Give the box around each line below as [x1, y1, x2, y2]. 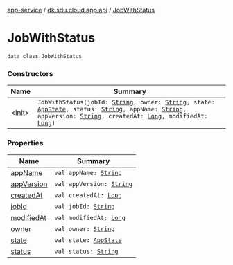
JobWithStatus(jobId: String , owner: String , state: [37, 98, 215, 107]
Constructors [7, 68, 53, 78]
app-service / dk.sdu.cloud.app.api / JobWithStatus [7, 6, 155, 14]
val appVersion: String [54, 180, 133, 188]
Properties [7, 138, 44, 148]
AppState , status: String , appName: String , [37, 105, 187, 113]
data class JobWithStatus [7, 53, 82, 60]
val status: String [54, 247, 119, 255]
